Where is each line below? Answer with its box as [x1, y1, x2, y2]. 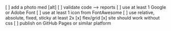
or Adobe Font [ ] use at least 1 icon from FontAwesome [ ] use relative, [5, 9, 155, 15]
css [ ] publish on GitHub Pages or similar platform [5, 20, 111, 26]
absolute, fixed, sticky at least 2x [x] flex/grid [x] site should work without [5, 15, 160, 20]
